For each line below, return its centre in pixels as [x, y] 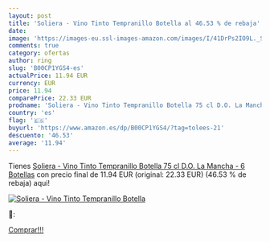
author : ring [30, 61]
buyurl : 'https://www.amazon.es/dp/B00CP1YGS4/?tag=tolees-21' [117, 128]
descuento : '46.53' [41, 135]
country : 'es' [32, 113]
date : [17, 31]
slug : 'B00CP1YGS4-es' [46, 68]
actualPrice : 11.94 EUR [48, 76]
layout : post [30, 16]
